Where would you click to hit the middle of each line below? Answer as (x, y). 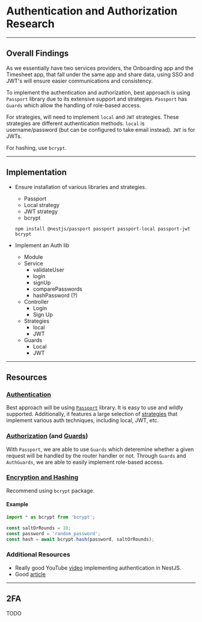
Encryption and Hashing (42, 477)
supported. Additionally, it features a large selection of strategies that (92, 414)
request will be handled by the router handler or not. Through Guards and (96, 455)
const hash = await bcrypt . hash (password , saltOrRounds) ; (80, 539)
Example (17, 505)
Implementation (37, 173)
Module (33, 257)
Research (31, 24)
